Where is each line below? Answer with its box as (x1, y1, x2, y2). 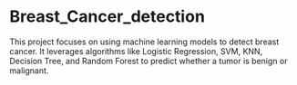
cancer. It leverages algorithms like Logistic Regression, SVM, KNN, (9, 45, 263, 56)
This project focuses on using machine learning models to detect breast (9, 36, 280, 47)
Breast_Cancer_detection (9, 6, 205, 27)
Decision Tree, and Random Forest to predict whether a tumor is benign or (9, 55, 288, 66)
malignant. (9, 65, 49, 76)
